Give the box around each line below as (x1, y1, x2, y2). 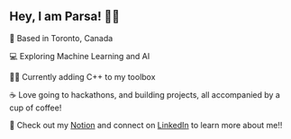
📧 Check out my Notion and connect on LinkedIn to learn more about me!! (9, 119, 283, 130)
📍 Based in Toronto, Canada (9, 32, 114, 43)
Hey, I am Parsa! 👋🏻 (9, 9, 120, 24)
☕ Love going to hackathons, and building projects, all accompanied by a (9, 89, 281, 100)
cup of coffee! (9, 102, 62, 113)
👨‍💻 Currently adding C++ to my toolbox (9, 71, 156, 82)
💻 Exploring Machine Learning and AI (9, 50, 150, 61)
